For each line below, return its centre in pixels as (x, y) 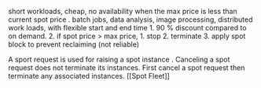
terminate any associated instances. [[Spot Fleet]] (89, 76)
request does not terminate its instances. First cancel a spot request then (127, 68)
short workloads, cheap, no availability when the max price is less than (123, 11)
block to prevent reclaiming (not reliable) (74, 44)
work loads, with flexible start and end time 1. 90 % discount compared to (127, 28)
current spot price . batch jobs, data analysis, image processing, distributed (130, 19)
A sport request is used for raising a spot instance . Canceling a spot (119, 59)
